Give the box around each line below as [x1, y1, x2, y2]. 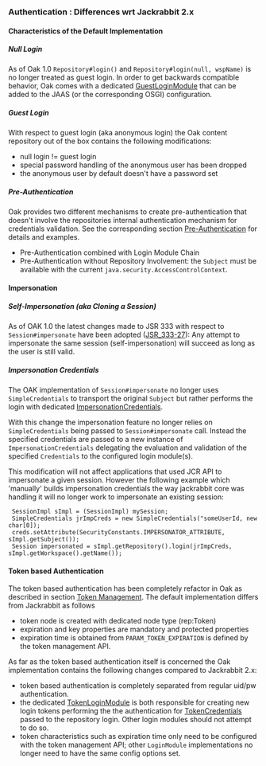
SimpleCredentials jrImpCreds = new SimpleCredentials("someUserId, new [11, 514, 258, 522]
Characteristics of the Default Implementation [8, 26, 164, 36]
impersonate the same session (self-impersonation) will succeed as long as [8, 338, 256, 348]
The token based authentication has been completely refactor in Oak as [8, 584, 242, 593]
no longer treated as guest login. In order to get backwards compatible [8, 72, 240, 82]
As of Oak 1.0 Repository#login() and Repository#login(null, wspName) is [8, 64, 252, 74]
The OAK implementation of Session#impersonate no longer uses [8, 385, 219, 394]
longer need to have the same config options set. [19, 748, 181, 758]
